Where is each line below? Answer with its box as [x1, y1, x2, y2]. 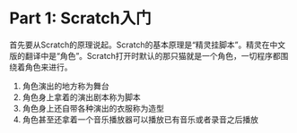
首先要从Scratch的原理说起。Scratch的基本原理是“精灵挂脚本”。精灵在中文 [9, 39, 285, 50]
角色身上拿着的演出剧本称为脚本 [22, 91, 141, 103]
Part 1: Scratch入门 [9, 8, 152, 29]
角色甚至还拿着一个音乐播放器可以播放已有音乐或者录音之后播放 [22, 113, 258, 125]
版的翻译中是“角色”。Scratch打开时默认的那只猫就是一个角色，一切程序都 [9, 50, 281, 61]
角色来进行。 [24, 62, 73, 72]
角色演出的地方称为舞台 [22, 80, 109, 91]
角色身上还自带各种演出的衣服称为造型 [22, 103, 164, 113]
